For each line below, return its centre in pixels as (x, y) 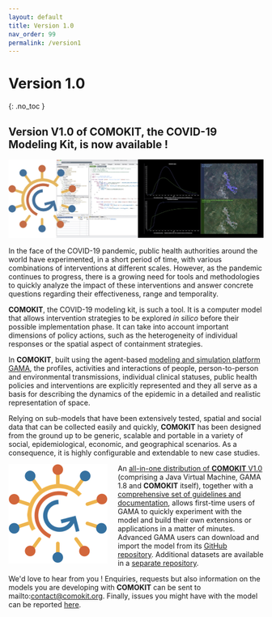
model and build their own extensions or (185, 520)
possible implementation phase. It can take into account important (119, 327)
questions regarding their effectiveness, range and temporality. (113, 294)
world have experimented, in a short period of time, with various (115, 260)
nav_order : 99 (32, 34)
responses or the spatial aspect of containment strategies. (106, 344)
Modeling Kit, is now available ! (88, 145)
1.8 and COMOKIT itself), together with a (185, 486)
